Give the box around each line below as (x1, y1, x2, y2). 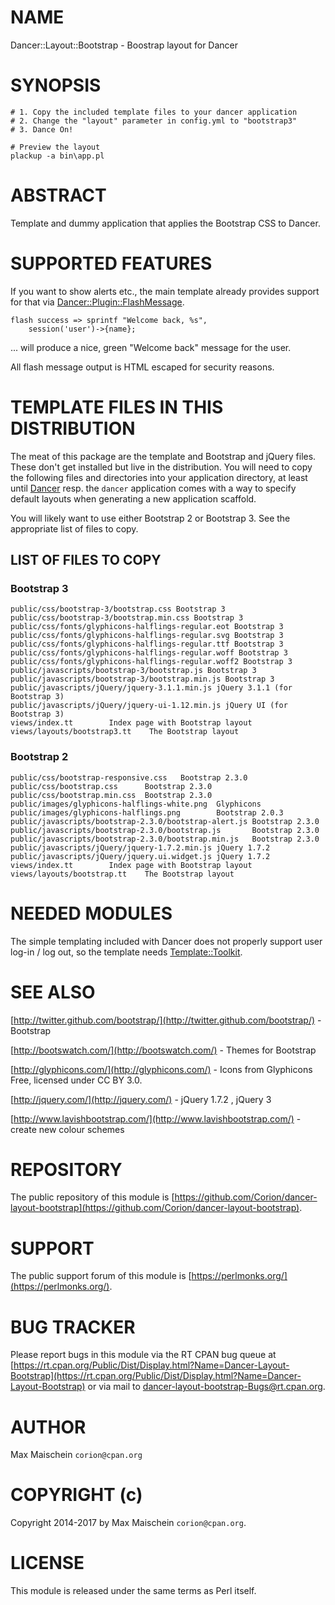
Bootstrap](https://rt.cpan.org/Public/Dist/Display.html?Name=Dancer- (10, 1370, 302, 1382)
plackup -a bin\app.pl (10, 151, 105, 161)
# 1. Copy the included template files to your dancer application (10, 107, 298, 117)
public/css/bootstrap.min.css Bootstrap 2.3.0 (10, 790, 213, 800)
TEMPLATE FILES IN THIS (10, 396, 224, 418)
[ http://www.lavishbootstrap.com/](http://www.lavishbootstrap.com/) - (10, 1112, 302, 1125)
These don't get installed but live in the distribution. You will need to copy (10, 461, 313, 473)
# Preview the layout (10, 142, 101, 152)
